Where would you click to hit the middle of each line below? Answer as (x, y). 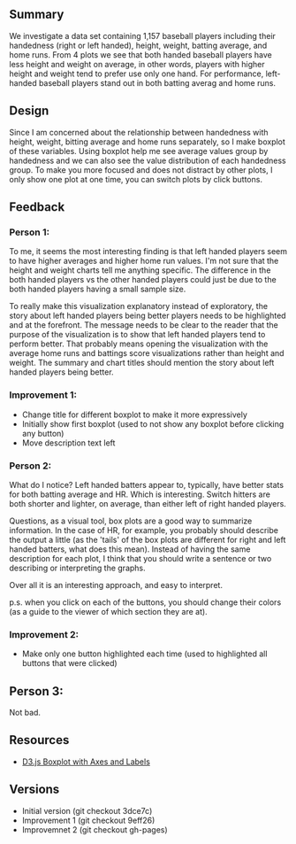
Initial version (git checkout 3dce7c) (87, 810)
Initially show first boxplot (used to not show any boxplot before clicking (153, 423)
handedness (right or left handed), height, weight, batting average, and (138, 45)
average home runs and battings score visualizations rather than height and (147, 353)
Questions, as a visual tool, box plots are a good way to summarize (131, 521)
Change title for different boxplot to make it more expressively (134, 414)
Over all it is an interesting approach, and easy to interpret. (116, 585)
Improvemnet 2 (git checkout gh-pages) (95, 829)
